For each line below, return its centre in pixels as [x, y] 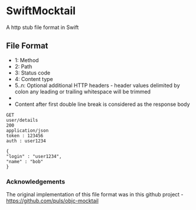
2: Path [23, 66]
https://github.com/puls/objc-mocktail [53, 201]
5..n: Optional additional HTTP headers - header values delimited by [97, 85]
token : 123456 [25, 135]
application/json [27, 130]
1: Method [27, 60]
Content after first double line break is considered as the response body [102, 104]
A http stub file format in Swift [43, 27]
